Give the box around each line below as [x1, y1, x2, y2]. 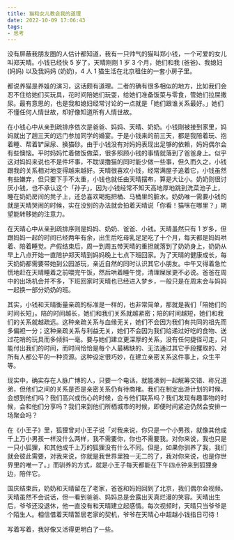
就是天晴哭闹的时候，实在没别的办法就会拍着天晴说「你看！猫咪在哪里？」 [7, 201, 221, 210]
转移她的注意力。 [19, 210, 68, 218]
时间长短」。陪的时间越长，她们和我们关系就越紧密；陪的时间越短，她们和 [7, 309, 218, 318]
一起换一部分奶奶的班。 [7, 286, 75, 294]
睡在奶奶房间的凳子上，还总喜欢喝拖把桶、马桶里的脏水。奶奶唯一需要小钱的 [7, 192, 227, 201]
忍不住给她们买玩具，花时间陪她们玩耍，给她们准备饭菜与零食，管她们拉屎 [7, 91, 221, 99]
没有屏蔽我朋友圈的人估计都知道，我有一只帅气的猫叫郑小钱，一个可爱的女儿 [7, 49, 227, 58]
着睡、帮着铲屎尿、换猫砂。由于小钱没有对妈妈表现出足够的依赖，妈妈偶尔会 [7, 140, 227, 148]
